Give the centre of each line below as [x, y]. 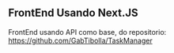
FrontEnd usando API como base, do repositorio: [87, 32]
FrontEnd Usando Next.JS [73, 13]
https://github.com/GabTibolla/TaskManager [80, 40]
